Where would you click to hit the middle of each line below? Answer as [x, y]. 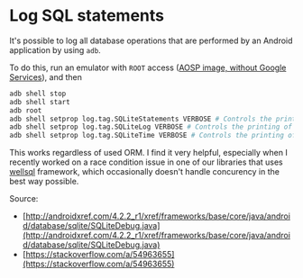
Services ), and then [46, 76]
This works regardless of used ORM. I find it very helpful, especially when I [149, 153]
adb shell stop [38, 94]
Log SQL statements [87, 16]
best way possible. [44, 182]
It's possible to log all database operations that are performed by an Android [151, 40]
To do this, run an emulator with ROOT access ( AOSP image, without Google [148, 67]
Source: [24, 199]
